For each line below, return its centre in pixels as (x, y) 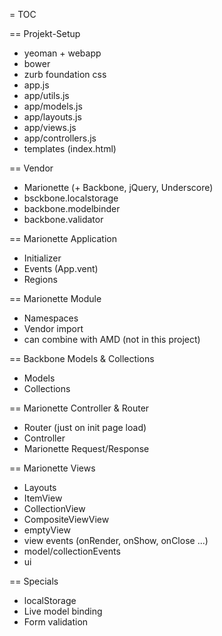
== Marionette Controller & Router (79, 408)
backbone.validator (63, 219)
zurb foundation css (65, 74)
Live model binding (63, 611)
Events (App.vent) (61, 268)
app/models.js (53, 106)
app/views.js (50, 127)
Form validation (56, 622)
